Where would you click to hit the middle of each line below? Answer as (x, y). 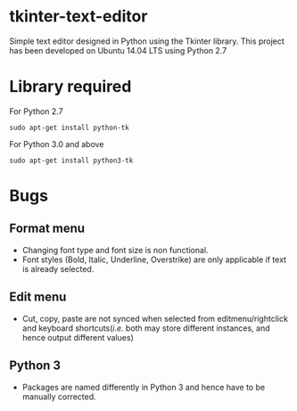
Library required (70, 87)
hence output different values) (78, 337)
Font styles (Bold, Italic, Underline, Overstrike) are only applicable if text (154, 259)
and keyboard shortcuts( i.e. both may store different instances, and (146, 328)
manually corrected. (59, 396)
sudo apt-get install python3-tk (71, 160)
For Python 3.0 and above (57, 144)
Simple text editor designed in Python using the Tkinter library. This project (147, 41)
